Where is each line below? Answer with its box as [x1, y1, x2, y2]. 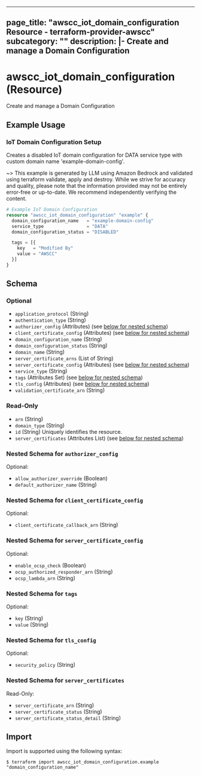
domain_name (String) [14, 349, 65, 356]
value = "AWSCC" [17, 251, 58, 257]
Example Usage [6, 119, 66, 130]
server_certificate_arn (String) [14, 702, 95, 709]
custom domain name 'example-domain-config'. [6, 158, 125, 165]
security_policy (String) [14, 661, 76, 669]
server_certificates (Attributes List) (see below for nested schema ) [14, 435, 184, 442]
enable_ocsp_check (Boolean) [14, 562, 87, 569]
